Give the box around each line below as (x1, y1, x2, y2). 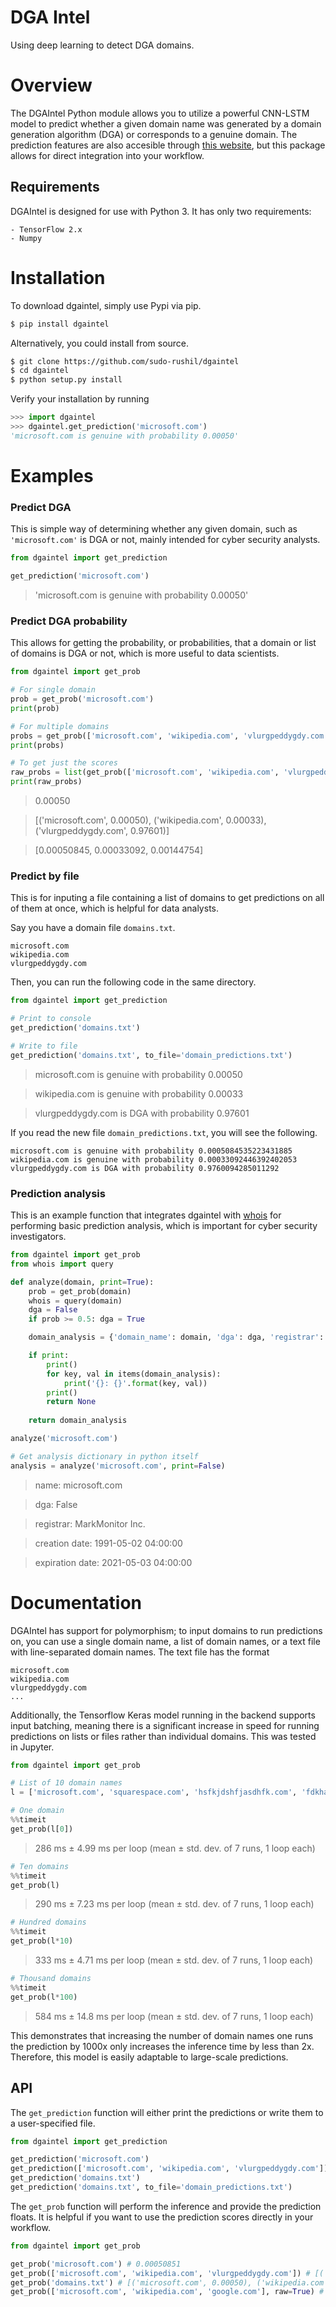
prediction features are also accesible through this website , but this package (10, 139, 326, 151)
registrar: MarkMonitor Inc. (34, 1517, 146, 1530)
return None (46, 1397, 97, 1407)
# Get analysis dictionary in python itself (10, 1451, 199, 1461)
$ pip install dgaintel (10, 319, 110, 329)
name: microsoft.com (34, 1479, 123, 1491)
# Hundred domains (10, 1917, 87, 1928)
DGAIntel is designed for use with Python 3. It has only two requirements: (10, 205, 312, 217)
